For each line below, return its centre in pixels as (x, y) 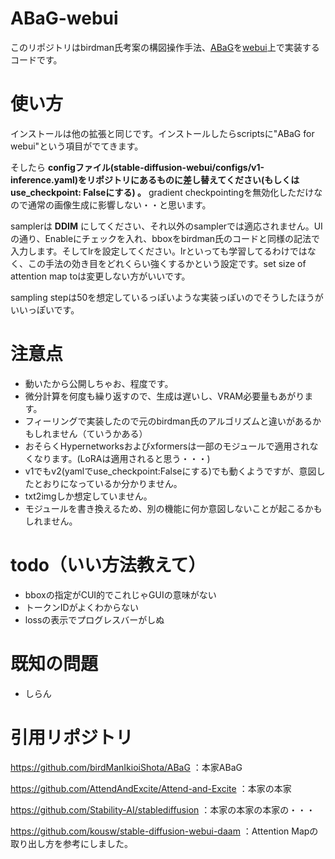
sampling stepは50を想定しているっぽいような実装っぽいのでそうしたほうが (167, 297)
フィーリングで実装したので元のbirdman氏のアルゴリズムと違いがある (168, 421)
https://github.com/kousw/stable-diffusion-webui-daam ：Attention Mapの (164, 831)
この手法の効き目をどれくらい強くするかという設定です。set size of (167, 263)
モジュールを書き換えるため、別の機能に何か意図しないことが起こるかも (173, 508)
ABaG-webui (64, 18)
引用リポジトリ (72, 737)
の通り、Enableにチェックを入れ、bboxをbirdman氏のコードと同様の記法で (165, 238)
